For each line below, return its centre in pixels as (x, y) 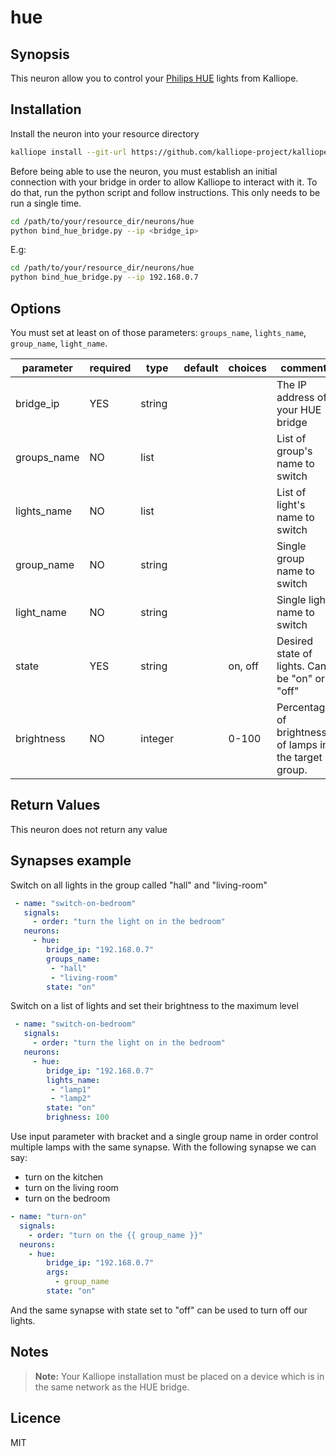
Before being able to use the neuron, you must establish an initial (144, 171)
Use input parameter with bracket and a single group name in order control (164, 1136)
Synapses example (71, 861)
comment (304, 368)
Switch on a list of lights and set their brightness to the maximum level (154, 1006)
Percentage (304, 707)
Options (36, 308)
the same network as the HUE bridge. (112, 1387)
